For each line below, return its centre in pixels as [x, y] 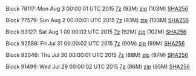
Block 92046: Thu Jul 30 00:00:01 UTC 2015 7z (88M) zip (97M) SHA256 [97, 55]
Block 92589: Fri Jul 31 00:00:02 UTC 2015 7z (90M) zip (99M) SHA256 [95, 43]
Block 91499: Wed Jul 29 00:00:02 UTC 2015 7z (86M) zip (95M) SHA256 [98, 66]
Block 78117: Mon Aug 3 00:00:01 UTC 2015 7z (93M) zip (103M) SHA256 [97, 9]
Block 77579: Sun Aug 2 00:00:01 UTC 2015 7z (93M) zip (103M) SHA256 [97, 20]
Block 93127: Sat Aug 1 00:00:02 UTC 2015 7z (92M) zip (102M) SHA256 [96, 32]
